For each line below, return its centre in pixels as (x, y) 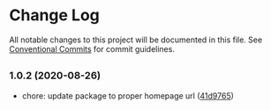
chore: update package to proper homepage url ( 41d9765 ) (128, 95)
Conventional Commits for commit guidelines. (92, 48)
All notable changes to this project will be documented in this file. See (136, 40)
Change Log (54, 15)
